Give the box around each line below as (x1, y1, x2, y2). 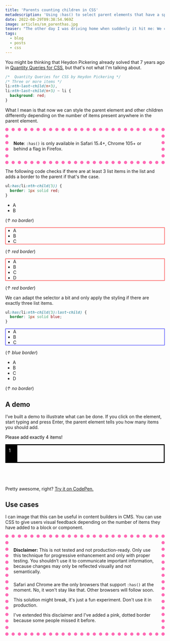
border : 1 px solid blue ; (10, 314, 62, 319)
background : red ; (10, 93, 47, 98)
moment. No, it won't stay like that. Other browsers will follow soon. (13, 587, 154, 593)
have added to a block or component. (5, 524, 83, 530)
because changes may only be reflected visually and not (13, 563, 132, 569)
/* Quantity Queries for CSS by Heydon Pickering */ (5, 74, 121, 79)
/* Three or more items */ (5, 79, 62, 84)
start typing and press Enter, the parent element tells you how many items (5, 419, 159, 425)
